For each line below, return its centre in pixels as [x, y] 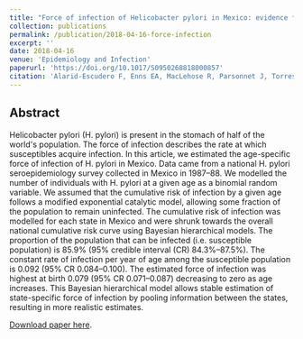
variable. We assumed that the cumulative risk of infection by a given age [146, 192]
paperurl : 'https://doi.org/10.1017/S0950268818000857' [116, 69]
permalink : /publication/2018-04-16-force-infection [110, 34]
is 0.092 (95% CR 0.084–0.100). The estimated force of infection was [138, 269]
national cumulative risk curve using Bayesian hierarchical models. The [141, 230]
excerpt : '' [32, 43]
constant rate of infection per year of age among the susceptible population [150, 259]
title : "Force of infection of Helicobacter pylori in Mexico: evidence [149, 18]
